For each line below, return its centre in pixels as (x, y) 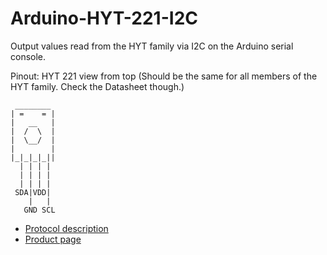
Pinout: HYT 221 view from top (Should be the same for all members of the (164, 76)
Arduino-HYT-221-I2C (104, 18)
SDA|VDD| (33, 192)
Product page (53, 239)
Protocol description (66, 228)
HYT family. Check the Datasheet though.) (97, 86)
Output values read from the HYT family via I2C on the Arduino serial (152, 46)
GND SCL (39, 210)
